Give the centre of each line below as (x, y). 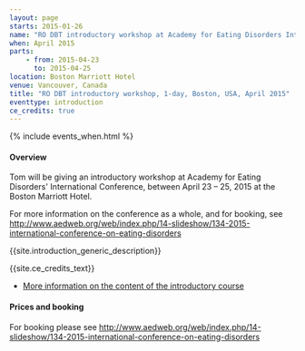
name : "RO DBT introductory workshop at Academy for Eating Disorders (146, 34)
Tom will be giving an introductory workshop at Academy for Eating (135, 177)
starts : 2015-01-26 (46, 26)
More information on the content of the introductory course (133, 286)
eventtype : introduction (56, 102)
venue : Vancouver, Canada (58, 85)
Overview (28, 157)
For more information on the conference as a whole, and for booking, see (146, 214)
